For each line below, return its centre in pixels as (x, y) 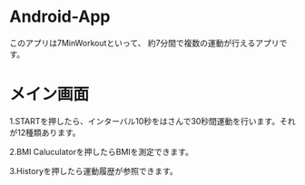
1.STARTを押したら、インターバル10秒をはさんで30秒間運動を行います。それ (152, 121)
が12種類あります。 (45, 132)
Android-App (60, 17)
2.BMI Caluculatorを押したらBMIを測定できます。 (101, 151)
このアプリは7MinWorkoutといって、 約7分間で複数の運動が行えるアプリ (144, 43)
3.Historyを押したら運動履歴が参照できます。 (94, 170)
